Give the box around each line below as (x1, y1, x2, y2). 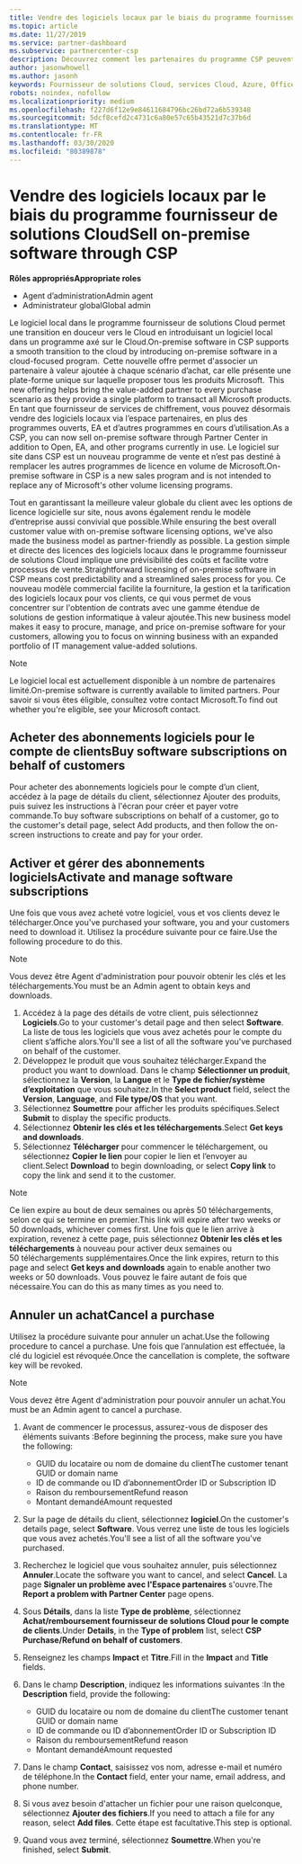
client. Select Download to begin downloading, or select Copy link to (22, 1161, 276, 1172)
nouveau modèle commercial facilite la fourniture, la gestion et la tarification (9, 583, 291, 593)
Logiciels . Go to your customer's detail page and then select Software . (22, 1017, 284, 1028)
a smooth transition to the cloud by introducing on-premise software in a (9, 345, 278, 356)
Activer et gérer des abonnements (9, 855, 205, 870)
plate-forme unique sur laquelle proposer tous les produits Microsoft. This (9, 374, 285, 385)
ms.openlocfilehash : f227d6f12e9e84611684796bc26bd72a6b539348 (9, 105, 252, 114)
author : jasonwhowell (9, 64, 91, 73)
